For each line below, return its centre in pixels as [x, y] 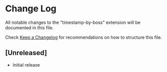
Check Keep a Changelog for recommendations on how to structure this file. [84, 37]
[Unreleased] [26, 53]
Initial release [26, 65]
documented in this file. [29, 27]
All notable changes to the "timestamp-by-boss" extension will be [73, 22]
